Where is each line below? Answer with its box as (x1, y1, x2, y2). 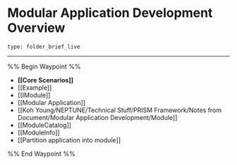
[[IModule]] (17, 90, 51, 99)
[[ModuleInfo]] (17, 128, 60, 137)
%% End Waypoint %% (7, 149, 75, 158)
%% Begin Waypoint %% (7, 62, 81, 71)
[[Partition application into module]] (17, 135, 121, 144)
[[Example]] (17, 83, 52, 92)
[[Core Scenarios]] (17, 75, 74, 84)
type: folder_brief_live (7, 43, 80, 50)
